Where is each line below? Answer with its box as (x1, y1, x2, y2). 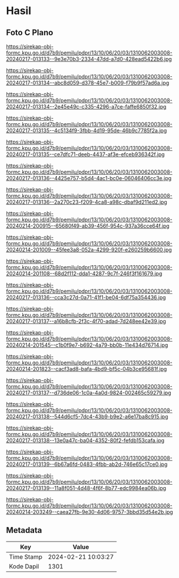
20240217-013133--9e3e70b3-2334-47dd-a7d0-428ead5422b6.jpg (6, 56, 172, 62)
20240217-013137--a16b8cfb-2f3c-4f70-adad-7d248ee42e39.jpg (6, 318, 166, 325)
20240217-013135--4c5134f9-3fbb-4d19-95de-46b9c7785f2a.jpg (6, 127, 167, 134)
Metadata (6, 525, 42, 535)
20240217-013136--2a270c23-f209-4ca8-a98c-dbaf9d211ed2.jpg (6, 198, 167, 205)
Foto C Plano (6, 28, 53, 38)
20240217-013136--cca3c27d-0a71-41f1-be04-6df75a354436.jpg (6, 294, 166, 300)
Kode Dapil (9, 562, 39, 570)
